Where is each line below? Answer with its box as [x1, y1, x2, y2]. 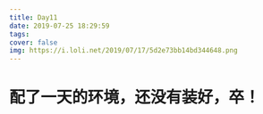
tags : [9, 29, 30, 38]
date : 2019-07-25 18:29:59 [9, 21, 110, 30]
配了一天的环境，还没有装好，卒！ [9, 87, 261, 108]
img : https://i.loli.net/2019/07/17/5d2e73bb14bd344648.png [9, 46, 239, 55]
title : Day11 [9, 12, 58, 22]
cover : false [9, 37, 58, 47]
